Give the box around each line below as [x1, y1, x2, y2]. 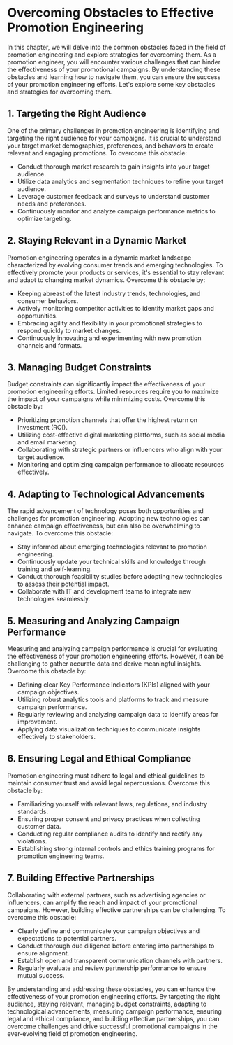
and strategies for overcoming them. [7, 87, 112, 96]
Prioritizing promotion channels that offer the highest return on [17, 416, 197, 424]
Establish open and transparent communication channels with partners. [17, 956, 223, 965]
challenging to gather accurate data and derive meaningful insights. [7, 659, 202, 668]
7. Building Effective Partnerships [7, 872, 155, 884]
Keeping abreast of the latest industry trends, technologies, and [17, 289, 201, 297]
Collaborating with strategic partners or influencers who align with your [17, 446, 223, 454]
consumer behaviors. [17, 296, 79, 305]
